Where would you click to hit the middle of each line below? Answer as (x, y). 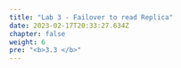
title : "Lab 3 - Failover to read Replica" (91, 17)
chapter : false (37, 34)
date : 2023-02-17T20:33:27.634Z (69, 26)
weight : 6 (28, 42)
